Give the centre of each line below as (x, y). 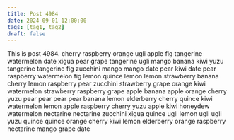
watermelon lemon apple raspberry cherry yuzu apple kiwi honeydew (109, 106)
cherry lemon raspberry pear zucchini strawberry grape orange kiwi (107, 84)
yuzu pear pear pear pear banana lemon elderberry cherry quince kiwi (110, 99)
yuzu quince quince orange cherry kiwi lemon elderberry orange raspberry (117, 122)
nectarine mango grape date (49, 129)
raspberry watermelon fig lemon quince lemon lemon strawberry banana (113, 76)
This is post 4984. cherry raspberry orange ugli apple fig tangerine (105, 54)
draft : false (27, 34)
